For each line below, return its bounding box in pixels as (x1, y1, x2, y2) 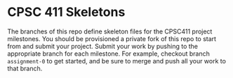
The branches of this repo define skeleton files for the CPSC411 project (7, 27, 213, 36)
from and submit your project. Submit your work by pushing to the (7, 42, 199, 50)
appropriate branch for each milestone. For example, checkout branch (7, 49, 211, 58)
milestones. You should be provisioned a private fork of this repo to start (7, 34, 216, 42)
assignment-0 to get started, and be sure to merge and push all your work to (7, 56, 227, 65)
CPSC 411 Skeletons (7, 4, 126, 20)
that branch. (7, 64, 43, 72)
